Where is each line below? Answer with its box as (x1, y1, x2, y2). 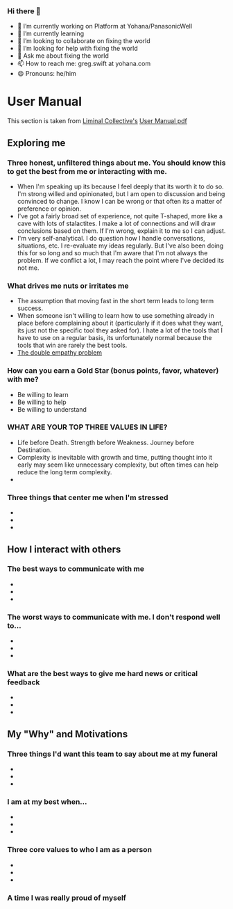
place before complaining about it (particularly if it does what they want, (17, 319, 223, 328)
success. (17, 304, 44, 312)
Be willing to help (17, 398, 67, 406)
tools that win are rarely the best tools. (17, 341, 128, 350)
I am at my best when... (7, 797, 88, 806)
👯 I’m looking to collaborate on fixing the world (17, 37, 150, 45)
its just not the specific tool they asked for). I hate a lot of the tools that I (17, 326, 223, 335)
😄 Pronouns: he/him (17, 70, 76, 78)
